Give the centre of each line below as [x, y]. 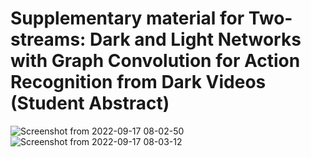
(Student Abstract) [90, 103]
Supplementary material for [127, 18]
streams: [48, 39]
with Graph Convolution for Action [155, 61]
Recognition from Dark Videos [138, 82]
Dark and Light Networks [195, 39]
